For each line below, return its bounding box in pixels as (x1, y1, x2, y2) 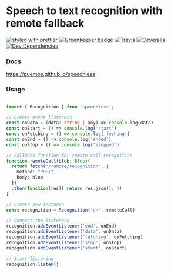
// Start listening (6, 255, 54, 262)
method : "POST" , (16, 169, 57, 175)
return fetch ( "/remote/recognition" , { (11, 163, 109, 169)
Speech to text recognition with (6, 4, 163, 18)
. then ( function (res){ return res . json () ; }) (11, 185, 122, 191)
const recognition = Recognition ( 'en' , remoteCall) (6, 207, 135, 213)
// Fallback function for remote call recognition (6, 152, 133, 159)
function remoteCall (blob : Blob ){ (6, 158, 91, 164)
